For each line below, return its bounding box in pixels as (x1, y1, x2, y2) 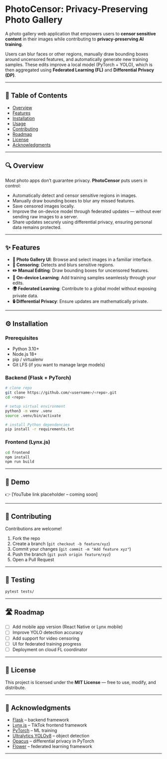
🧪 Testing (5, 576, 35, 584)
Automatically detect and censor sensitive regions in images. (12, 192, 137, 198)
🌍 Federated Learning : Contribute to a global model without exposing (12, 286, 157, 292)
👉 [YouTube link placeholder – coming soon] (5, 491, 98, 498)
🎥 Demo (5, 478, 30, 486)
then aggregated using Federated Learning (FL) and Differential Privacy (5, 66, 154, 73)
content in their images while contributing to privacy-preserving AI (5, 36, 144, 42)
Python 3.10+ (12, 346, 40, 352)
